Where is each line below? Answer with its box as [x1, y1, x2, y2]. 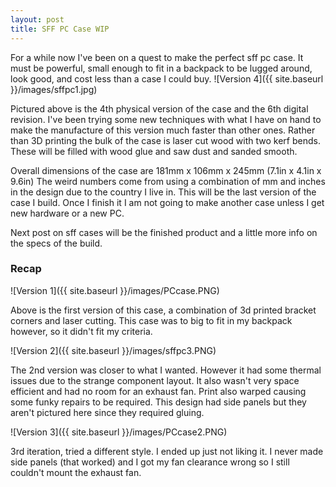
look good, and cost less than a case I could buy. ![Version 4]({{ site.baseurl [10, 72, 324, 85]
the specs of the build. [10, 237, 103, 249]
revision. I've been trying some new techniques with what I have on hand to [10, 113, 322, 125]
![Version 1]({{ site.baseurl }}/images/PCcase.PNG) [10, 284, 220, 296]
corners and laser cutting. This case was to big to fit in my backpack [10, 314, 293, 326]
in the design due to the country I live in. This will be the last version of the [10, 186, 317, 198]
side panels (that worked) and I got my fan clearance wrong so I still [10, 456, 290, 468]
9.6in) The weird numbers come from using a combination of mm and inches [10, 175, 326, 187]
